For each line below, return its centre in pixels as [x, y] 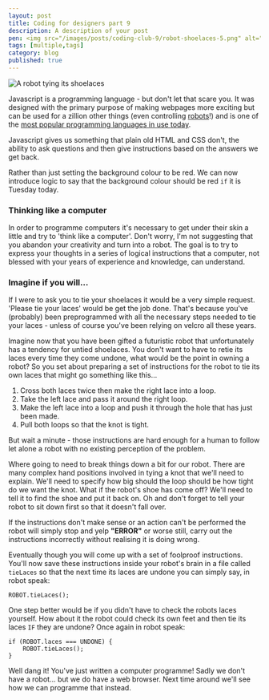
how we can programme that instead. [70, 688]
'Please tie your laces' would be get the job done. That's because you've [128, 309]
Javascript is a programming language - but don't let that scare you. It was [131, 99]
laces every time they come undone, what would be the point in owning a [129, 358]
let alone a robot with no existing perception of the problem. [107, 449]
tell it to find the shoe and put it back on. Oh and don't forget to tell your [126, 499]
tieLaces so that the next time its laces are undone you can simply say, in [129, 572]
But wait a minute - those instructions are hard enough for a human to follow [134, 440]
